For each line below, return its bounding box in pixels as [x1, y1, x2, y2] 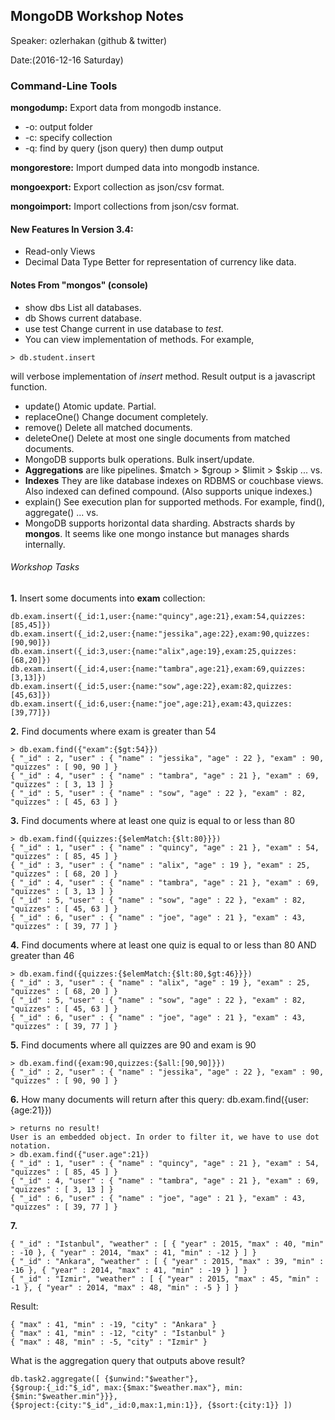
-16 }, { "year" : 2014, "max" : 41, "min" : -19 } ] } [10, 1265, 248, 1275]
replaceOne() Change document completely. [24, 410, 209, 423]
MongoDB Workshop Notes [10, 8, 184, 25]
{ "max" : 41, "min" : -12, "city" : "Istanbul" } [10, 1328, 226, 1338]
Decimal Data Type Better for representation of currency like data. [24, 256, 297, 268]
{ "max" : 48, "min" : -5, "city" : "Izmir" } [10, 1337, 208, 1347]
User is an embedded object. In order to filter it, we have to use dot [10, 1132, 320, 1142]
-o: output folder [24, 121, 93, 133]
